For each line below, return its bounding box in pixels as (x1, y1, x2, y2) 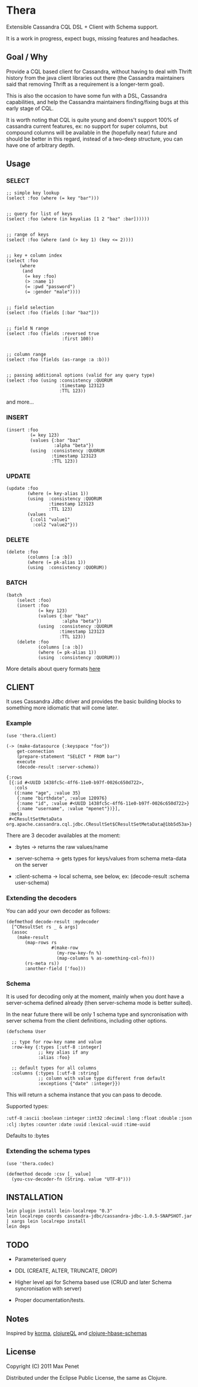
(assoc (11, 929, 28, 935)
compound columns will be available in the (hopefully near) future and (6, 129, 177, 136)
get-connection (17, 748, 55, 754)
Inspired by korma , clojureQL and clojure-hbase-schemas (6, 1330, 147, 1337)
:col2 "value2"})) (32, 522, 78, 528)
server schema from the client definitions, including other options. (6, 1017, 168, 1024)
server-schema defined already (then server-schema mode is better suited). (6, 999, 193, 1007)
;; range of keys (6, 232, 49, 238)
